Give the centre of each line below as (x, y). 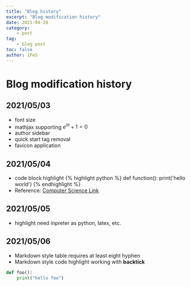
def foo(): (19, 272)
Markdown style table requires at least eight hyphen (77, 255)
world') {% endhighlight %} (47, 184)
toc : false (19, 50)
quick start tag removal (42, 139)
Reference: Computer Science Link (57, 190)
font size (25, 119)
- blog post (31, 45)
